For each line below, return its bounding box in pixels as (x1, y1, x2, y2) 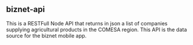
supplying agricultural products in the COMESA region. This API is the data (6, 26, 187, 33)
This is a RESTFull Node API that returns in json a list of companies (6, 20, 168, 27)
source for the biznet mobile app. (6, 32, 87, 39)
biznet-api (6, 5, 45, 14)
